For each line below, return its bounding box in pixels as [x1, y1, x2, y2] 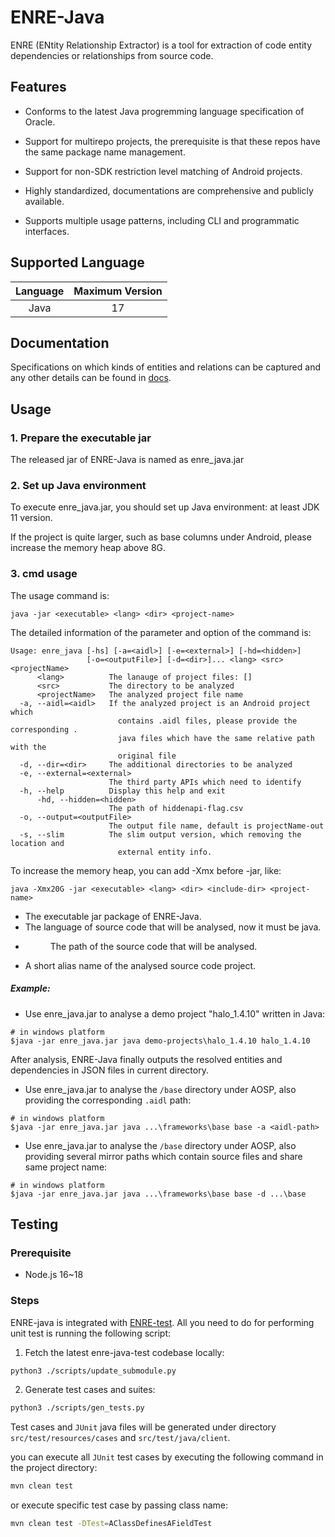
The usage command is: [10, 589, 110, 601]
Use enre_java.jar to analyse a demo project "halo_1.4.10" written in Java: [24, 1007, 326, 1020]
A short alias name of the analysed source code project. [24, 959, 257, 971]
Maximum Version [73, 284, 163, 298]
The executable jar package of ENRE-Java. [24, 910, 202, 922]
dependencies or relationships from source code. [10, 49, 214, 61]
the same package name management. [24, 146, 186, 158]
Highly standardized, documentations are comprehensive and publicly [24, 184, 314, 196]
